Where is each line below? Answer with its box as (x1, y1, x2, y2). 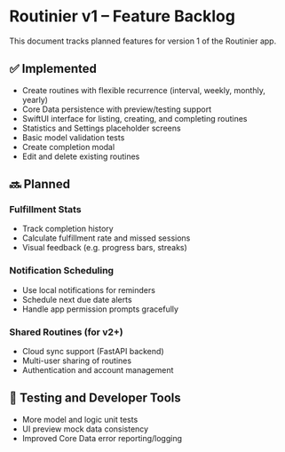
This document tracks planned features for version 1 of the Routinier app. (9, 36, 277, 46)
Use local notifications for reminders (21, 284, 155, 295)
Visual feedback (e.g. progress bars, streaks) (21, 242, 188, 253)
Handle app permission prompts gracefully (21, 304, 179, 314)
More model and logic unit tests (21, 414, 139, 424)
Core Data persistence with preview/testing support (21, 104, 211, 115)
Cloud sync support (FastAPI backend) (21, 346, 164, 357)
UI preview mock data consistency (21, 424, 149, 434)
